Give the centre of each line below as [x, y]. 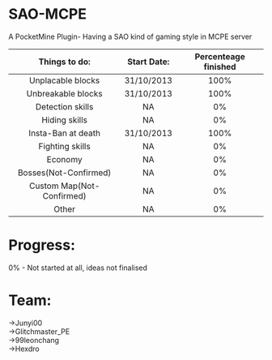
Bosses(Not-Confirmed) [64, 173]
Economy [64, 159]
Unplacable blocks [64, 80]
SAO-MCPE [48, 14]
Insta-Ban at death [64, 133]
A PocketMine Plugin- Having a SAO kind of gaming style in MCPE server [130, 36]
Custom [44, 186]
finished [220, 66]
